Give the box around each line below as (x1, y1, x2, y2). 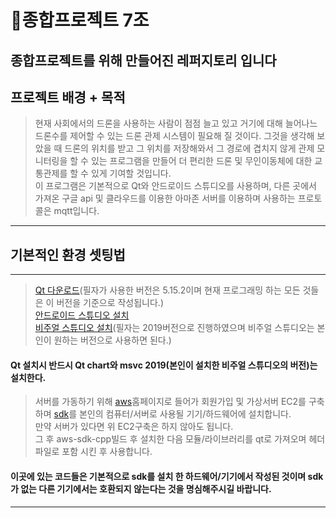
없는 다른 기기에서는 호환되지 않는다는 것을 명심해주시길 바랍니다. (20, 483, 272, 495)
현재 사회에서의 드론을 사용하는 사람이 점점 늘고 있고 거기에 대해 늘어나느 (34, 117, 318, 130)
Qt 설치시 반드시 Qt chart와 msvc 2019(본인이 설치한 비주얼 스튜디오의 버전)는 (10, 359, 318, 371)
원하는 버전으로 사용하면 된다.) (53, 334, 172, 346)
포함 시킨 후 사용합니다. (61, 446, 153, 458)
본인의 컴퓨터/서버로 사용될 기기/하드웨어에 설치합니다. (78, 408, 292, 420)
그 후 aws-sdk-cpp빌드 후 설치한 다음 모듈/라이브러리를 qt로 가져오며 (34, 433, 307, 445)
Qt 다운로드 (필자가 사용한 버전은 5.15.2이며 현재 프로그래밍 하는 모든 (34, 284, 301, 296)
